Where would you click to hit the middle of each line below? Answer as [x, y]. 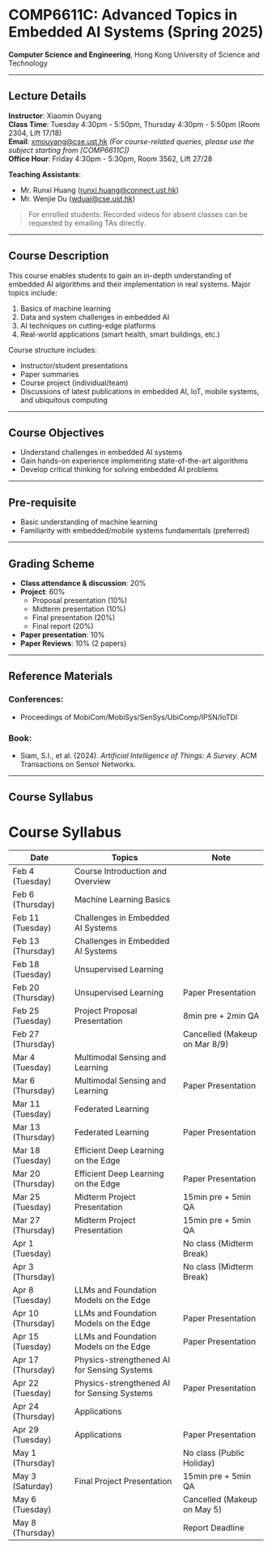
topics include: [33, 292]
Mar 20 [26, 1173]
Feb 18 [26, 965]
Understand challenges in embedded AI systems [101, 452]
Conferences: [36, 699]
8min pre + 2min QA [221, 1016]
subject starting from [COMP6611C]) [69, 150]
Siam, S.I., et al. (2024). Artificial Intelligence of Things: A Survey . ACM [138, 755]
